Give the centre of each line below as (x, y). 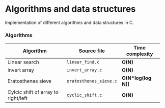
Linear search (23, 62)
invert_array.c (84, 70)
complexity (139, 54)
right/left (18, 98)
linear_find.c (83, 62)
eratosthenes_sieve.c (92, 81)
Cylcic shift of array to (33, 92)
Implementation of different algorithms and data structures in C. (69, 22)
